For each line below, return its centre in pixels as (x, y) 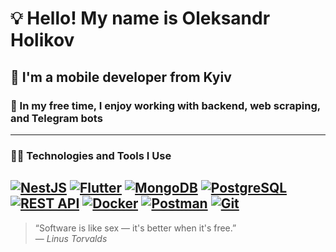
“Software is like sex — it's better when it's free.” (135, 228)
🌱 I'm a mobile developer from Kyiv (121, 77)
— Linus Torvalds (71, 238)
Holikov (42, 40)
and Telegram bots (56, 118)
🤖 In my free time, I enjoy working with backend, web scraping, (165, 105)
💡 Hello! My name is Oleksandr (140, 18)
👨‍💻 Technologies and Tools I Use (91, 155)
